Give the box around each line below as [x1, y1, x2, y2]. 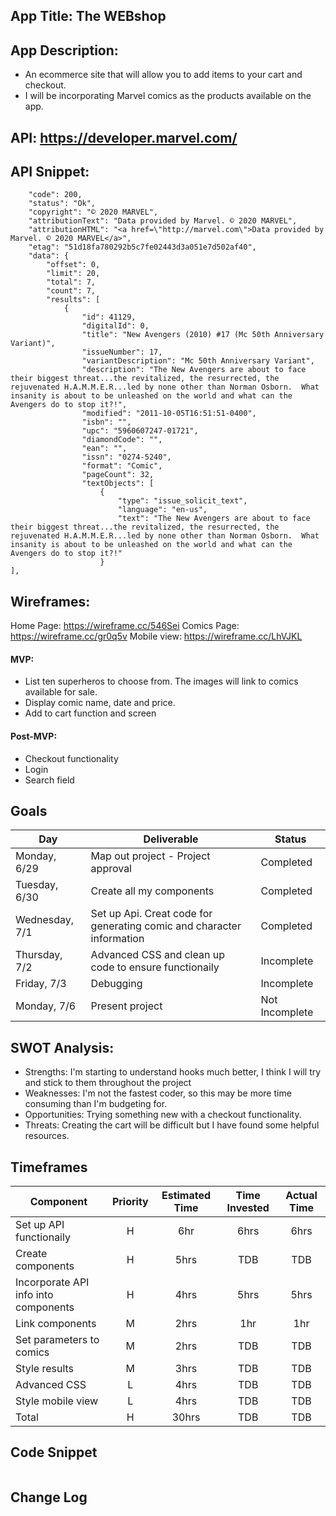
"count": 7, [46, 286, 97, 296]
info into [15, 1288, 54, 1302]
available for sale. [24, 686, 98, 698]
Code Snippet [10, 1444, 98, 1461]
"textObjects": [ [81, 479, 155, 489]
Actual [285, 1189, 318, 1203]
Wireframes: [10, 593, 91, 610]
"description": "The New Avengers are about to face [81, 365, 307, 375]
